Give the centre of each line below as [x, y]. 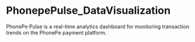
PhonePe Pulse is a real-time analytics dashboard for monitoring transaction [98, 26]
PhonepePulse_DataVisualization [88, 11]
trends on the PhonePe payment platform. [56, 32]
